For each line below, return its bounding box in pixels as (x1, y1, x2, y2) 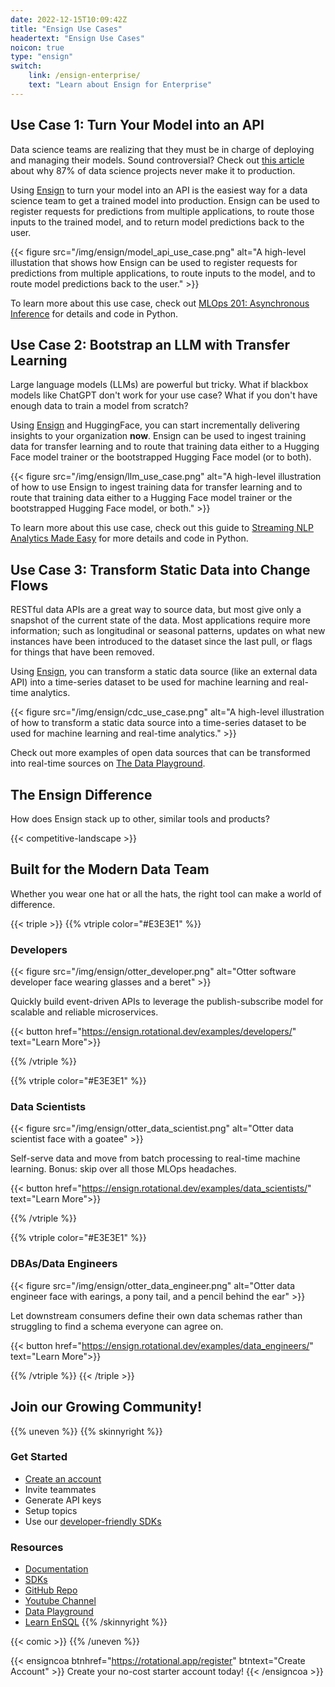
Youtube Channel (24, 1595, 97, 1607)
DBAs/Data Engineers (10, 1257, 118, 1271)
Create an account (24, 1472, 102, 1485)
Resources (10, 1540, 64, 1554)
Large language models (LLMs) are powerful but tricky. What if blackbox (10, 379, 309, 391)
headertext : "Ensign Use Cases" (10, 33, 145, 43)
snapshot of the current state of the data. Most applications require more (10, 614, 311, 626)
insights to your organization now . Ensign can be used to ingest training (10, 430, 307, 442)
